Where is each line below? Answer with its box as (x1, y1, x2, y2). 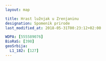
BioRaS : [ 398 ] (5, 39, 35, 44)
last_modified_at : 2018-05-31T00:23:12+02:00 (5, 25, 101, 30)
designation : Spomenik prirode (5, 21, 70, 26)
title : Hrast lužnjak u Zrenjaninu (5, 16, 79, 21)
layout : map (5, 7, 30, 12)
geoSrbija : (5, 44, 28, 49)
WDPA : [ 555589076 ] (5, 34, 43, 40)
